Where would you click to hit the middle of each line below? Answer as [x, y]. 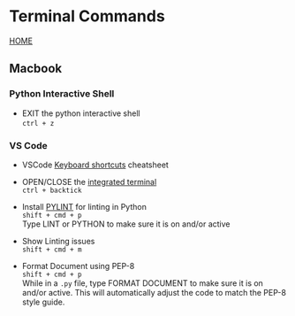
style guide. [43, 302]
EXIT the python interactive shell [81, 113]
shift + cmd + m [52, 250]
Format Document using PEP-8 [78, 266]
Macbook [36, 69]
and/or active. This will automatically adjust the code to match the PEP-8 [154, 292]
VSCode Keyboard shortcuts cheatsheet [95, 165]
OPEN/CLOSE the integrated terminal [89, 181]
